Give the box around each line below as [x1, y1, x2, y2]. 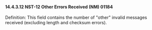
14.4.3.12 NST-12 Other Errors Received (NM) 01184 [5, 4, 113, 10]
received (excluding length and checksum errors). [5, 20, 107, 26]
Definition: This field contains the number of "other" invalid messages [5, 15, 148, 20]
